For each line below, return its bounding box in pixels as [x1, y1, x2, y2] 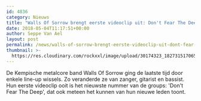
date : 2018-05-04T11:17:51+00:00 [6, 25, 90, 31]
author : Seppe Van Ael [6, 31, 63, 37]
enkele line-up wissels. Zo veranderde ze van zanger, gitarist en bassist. [6, 75, 184, 83]
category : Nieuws [6, 14, 50, 20]
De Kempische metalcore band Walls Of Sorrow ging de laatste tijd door [6, 69, 184, 76]
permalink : [6, 42, 33, 48]
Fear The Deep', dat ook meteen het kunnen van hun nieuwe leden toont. [6, 88, 186, 95]
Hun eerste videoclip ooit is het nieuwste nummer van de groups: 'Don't [6, 81, 184, 89]
